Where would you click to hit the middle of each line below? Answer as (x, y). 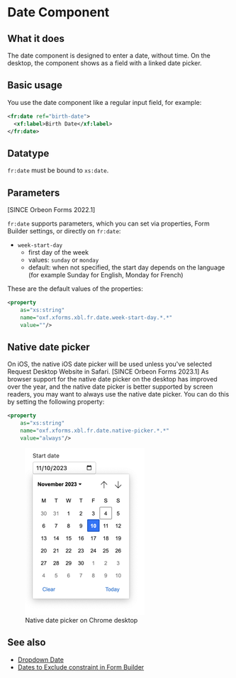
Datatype (28, 153)
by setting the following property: (56, 402)
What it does (36, 39)
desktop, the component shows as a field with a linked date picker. (105, 63)
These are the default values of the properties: (75, 289)
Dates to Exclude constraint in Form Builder (81, 667)
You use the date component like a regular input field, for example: (105, 102)
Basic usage (35, 85)
